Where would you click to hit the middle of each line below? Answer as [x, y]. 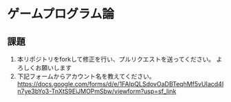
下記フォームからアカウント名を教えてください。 [86, 76]
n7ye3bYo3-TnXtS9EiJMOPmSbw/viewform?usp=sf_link [97, 91]
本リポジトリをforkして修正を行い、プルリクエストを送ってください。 [116, 59]
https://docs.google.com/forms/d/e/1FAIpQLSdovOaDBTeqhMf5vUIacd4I [120, 84]
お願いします [54, 68]
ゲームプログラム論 [61, 14]
